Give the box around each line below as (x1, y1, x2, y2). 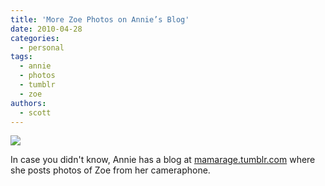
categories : (10, 33, 60, 43)
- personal (19, 42, 65, 53)
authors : (10, 98, 47, 108)
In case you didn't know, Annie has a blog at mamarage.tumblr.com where (10, 154, 316, 166)
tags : (10, 52, 33, 62)
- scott (19, 107, 52, 118)
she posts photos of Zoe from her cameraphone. (10, 164, 211, 176)
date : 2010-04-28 (10, 24, 83, 34)
